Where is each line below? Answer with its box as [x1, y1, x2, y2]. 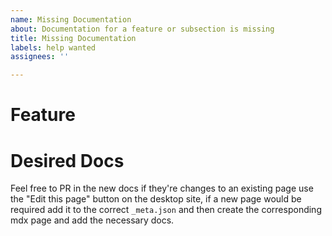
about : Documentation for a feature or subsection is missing [10, 24, 275, 34]
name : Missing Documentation [10, 14, 132, 25]
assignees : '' [10, 52, 70, 62]
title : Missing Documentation [10, 33, 137, 43]
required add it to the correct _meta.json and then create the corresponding [10, 204, 322, 216]
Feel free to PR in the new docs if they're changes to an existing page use [10, 182, 314, 195]
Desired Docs [10, 149, 125, 172]
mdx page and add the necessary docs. [10, 214, 175, 226]
